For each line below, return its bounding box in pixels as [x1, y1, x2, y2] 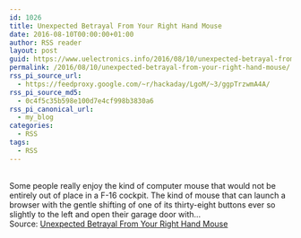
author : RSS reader [9, 38, 82, 47]
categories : [9, 122, 54, 131]
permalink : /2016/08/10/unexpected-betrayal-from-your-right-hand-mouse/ [9, 64, 291, 72]
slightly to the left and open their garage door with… [9, 208, 202, 219]
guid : [9, 55, 30, 64]
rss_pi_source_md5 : [9, 88, 82, 97]
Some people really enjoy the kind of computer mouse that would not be [9, 180, 276, 191]
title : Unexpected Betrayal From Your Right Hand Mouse [9, 21, 222, 30]
